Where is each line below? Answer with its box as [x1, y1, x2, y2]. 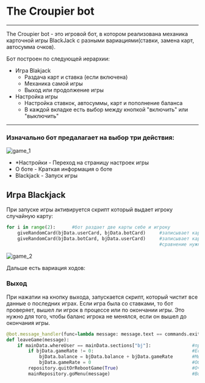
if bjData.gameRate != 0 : [28, 348, 95, 354]
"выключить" [24, 112, 59, 120]
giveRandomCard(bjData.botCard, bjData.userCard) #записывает [17, 235, 190, 242]
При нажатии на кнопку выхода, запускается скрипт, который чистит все [6, 293, 198, 301]
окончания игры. [6, 319, 50, 326]
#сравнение [159, 241, 187, 247]
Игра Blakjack [15, 67, 51, 74]
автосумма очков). [6, 43, 56, 50]
